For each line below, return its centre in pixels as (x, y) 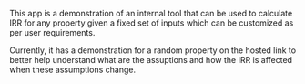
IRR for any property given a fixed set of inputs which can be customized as (152, 23)
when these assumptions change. (73, 69)
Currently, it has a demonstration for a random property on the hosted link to (153, 50)
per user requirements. (52, 32)
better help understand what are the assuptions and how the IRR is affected (151, 60)
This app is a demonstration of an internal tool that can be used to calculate (151, 13)
